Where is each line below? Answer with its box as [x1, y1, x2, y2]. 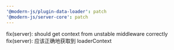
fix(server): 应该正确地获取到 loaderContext [6, 37, 112, 44]
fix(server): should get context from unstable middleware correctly [6, 30, 168, 37]
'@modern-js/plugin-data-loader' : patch [6, 8, 107, 15]
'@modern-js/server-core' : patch [6, 14, 88, 20]
